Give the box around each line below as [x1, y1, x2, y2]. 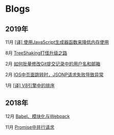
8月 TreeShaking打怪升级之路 [5, 50, 67, 56]
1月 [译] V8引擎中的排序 [5, 83, 55, 88]
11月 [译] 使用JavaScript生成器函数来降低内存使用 [5, 39, 109, 45]
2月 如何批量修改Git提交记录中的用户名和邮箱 [5, 61, 101, 67]
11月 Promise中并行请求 [5, 124, 55, 130]
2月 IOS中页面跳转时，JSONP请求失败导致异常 [5, 72, 104, 77]
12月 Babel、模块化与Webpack [5, 113, 70, 119]
